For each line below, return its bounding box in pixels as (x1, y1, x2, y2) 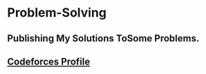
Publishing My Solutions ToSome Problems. (7, 33, 200, 44)
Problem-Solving (7, 5, 107, 21)
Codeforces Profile (7, 55, 91, 67)
